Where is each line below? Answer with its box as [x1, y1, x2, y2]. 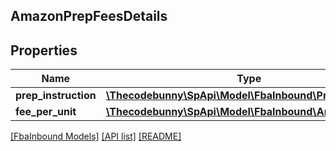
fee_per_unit [15, 105, 77, 119]
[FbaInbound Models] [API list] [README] [10, 130, 182, 143]
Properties [10, 42, 78, 59]
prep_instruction [15, 89, 97, 103]
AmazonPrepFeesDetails [10, 8, 168, 25]
